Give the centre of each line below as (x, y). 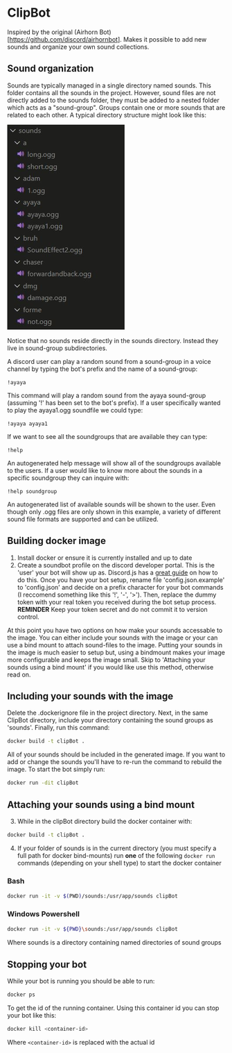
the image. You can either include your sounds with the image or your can (113, 638)
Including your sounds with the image (90, 696)
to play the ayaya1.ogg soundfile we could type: (75, 410)
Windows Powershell (43, 913)
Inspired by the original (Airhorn (53, 32)
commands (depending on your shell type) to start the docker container (119, 863)
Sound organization (51, 68)
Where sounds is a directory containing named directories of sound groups (114, 943)
